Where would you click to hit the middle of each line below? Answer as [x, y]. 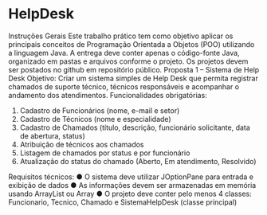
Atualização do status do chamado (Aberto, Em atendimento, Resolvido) [138, 161]
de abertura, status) [52, 135]
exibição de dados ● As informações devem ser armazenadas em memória [132, 185]
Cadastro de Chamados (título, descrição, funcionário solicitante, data [135, 127]
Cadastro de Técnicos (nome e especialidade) [95, 119]
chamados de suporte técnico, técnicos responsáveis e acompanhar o [124, 86]
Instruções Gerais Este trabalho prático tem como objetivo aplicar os [121, 36]
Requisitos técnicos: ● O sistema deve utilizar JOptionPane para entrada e [131, 177]
